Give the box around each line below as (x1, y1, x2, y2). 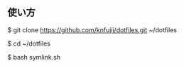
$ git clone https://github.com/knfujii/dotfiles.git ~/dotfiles (7, 25, 178, 34)
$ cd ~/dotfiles (7, 39, 51, 48)
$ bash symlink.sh (7, 53, 61, 61)
